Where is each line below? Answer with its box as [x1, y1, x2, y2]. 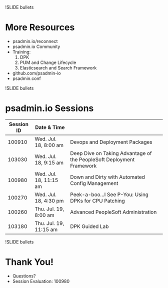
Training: [12, 48, 31, 54]
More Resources [5, 22, 75, 33]
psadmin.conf [12, 75, 41, 81]
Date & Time [34, 123, 65, 130]
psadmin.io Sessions [5, 102, 94, 114]
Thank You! [5, 256, 54, 268]
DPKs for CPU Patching [69, 197, 125, 204]
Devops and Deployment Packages [69, 138, 152, 145]
